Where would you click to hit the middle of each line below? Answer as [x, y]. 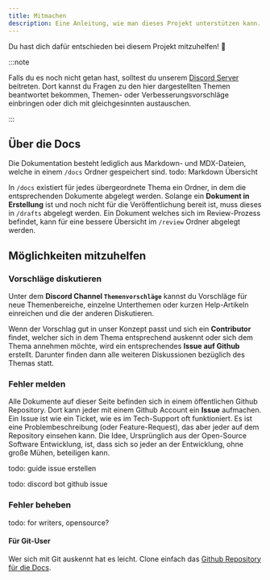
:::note [19, 62]
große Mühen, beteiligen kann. [59, 453]
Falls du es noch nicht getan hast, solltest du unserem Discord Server [124, 77]
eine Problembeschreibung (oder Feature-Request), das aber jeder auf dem [134, 427]
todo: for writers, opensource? [59, 522]
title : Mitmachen [37, 16]
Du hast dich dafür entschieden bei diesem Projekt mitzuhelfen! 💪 [117, 46]
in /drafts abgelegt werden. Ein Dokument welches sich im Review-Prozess [135, 213]
